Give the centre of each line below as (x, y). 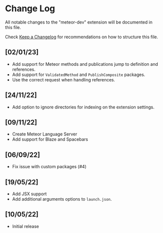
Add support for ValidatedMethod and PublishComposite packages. (79, 75)
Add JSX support (30, 194)
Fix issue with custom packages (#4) (49, 167)
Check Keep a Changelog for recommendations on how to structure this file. (82, 37)
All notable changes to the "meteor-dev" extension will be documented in (79, 22)
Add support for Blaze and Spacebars (50, 139)
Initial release (25, 226)
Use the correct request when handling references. (64, 79)
